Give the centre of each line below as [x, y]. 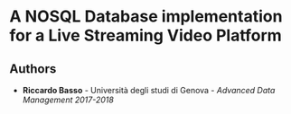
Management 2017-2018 [68, 100]
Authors [33, 69]
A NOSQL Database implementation [146, 17]
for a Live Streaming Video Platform [145, 35]
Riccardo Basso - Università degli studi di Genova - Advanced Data [149, 90]
